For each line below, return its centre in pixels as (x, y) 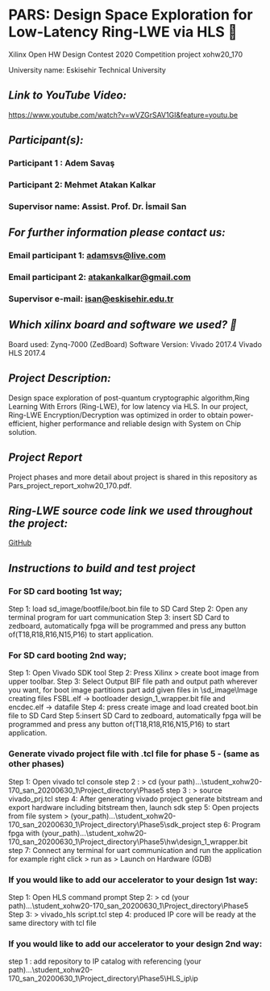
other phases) (36, 764)
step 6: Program (233, 824)
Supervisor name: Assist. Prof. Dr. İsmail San (98, 206)
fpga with (24, 833)
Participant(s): (46, 140)
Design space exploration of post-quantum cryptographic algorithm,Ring (129, 398)
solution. (23, 432)
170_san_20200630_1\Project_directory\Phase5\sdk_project (107, 824)
